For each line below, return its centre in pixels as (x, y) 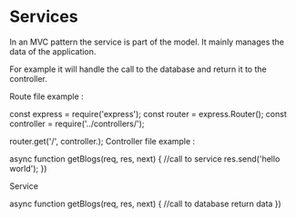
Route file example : (46, 96)
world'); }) (28, 168)
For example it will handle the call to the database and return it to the (138, 69)
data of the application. (53, 51)
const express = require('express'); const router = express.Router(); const (148, 114)
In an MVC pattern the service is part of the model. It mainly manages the (147, 42)
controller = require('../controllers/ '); (77, 124)
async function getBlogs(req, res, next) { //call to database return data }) (146, 203)
